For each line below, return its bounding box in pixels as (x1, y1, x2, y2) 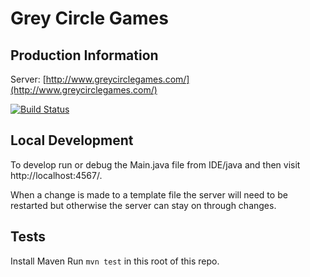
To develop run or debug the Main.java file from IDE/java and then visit (10, 158, 301, 171)
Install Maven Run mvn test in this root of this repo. (10, 255, 220, 267)
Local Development (10, 132, 134, 149)
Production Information (10, 47, 159, 64)
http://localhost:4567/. (10, 169, 103, 181)
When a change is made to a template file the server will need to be (10, 188, 288, 201)
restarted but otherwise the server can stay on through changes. (10, 199, 277, 211)
